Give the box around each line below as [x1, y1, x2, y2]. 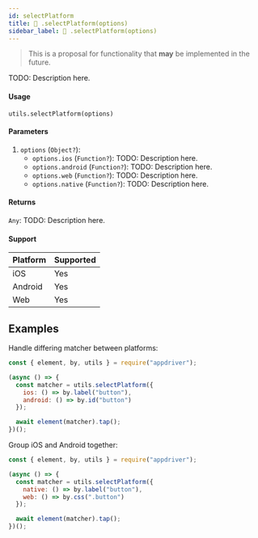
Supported [53, 254, 96, 266]
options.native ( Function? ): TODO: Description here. [32, 179, 209, 188]
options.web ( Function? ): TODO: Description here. [32, 170, 198, 180]
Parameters [8, 127, 49, 137]
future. [27, 57, 51, 67]
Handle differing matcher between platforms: [8, 343, 159, 352]
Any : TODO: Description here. [8, 215, 105, 225]
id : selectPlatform [8, 11, 74, 20]
